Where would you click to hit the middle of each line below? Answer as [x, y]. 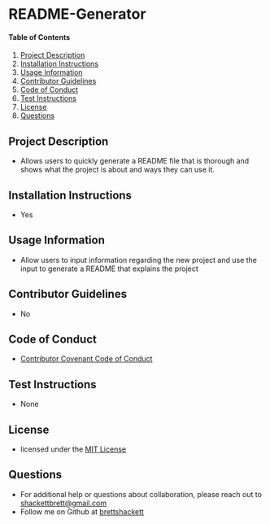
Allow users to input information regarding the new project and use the [139, 260]
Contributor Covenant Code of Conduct [86, 359]
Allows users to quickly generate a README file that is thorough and [135, 161]
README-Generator [77, 14]
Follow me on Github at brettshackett [82, 511]
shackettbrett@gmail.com [63, 503]
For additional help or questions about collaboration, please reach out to [141, 494]
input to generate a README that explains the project [109, 269]
